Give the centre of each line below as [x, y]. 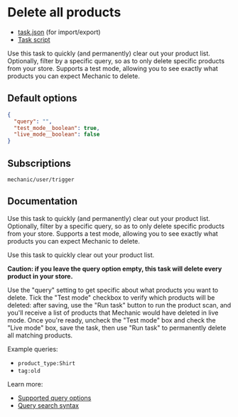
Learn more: [25, 384]
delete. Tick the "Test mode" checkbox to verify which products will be [111, 297]
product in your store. [40, 276]
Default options [42, 98]
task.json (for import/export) [59, 32]
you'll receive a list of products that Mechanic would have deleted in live [113, 313]
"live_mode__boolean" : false [57, 135]
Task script [34, 39]
